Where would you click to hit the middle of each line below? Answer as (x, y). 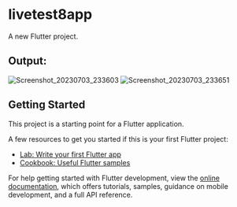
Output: (28, 61)
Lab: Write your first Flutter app (70, 154)
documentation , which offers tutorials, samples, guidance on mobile (118, 186)
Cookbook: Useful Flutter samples (75, 162)
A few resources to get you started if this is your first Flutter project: (118, 139)
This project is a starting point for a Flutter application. (96, 124)
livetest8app (50, 15)
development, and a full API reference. (70, 194)
